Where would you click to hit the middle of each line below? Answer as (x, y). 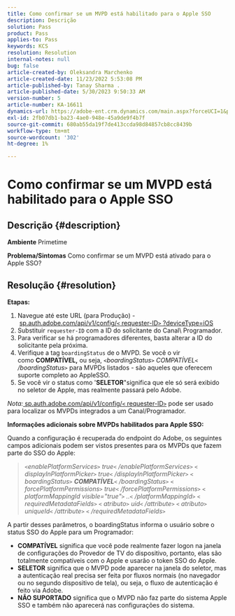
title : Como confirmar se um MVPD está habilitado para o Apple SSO (109, 14)
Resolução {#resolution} (62, 285)
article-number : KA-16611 (45, 105)
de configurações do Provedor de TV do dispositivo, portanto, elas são (120, 553)
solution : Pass (29, 27)
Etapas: (19, 302)
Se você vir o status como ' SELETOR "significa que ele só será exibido (118, 382)
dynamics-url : (28, 111)
